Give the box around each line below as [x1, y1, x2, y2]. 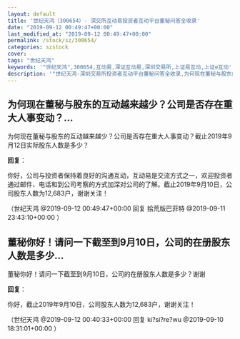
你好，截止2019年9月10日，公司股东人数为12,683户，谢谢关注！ [7, 300, 196, 309]
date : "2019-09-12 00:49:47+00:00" [7, 24, 114, 31]
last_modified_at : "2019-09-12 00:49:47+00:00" [7, 30, 152, 38]
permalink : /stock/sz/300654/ [7, 37, 98, 44]
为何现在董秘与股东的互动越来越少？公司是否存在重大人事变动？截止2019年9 [7, 132, 232, 141]
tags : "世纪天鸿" [7, 57, 55, 64]
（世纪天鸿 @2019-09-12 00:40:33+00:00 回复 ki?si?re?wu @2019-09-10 [7, 315, 224, 324]
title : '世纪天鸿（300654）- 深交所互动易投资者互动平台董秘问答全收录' [7, 17, 200, 24]
